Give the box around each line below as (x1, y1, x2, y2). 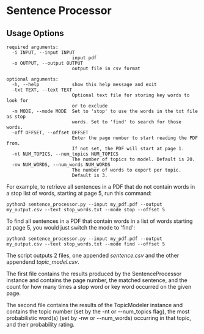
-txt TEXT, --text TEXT (12, 87, 72, 93)
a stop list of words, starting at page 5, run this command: (6, 190, 151, 197)
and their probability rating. (6, 321, 75, 328)
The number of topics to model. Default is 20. (71, 156, 195, 162)
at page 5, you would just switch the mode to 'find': (6, 224, 136, 231)
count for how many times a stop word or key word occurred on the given (6, 283, 192, 290)
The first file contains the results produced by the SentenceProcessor (6, 270, 182, 277)
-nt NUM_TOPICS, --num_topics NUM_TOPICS (12, 151, 119, 157)
